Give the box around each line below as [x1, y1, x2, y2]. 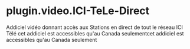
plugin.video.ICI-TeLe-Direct [6, 4, 150, 18]
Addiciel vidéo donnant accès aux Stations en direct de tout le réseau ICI [6, 24, 183, 31]
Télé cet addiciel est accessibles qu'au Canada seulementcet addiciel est [6, 30, 184, 37]
